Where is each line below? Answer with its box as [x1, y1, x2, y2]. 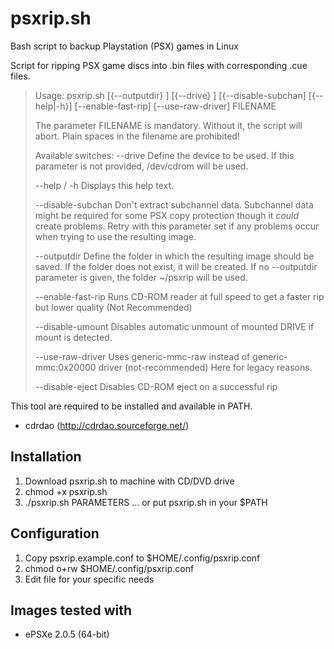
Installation [10, 448, 82, 466]
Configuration [10, 525, 100, 542]
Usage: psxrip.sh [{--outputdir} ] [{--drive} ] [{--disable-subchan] [34, 89, 307, 101]
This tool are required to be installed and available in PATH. [10, 400, 253, 412]
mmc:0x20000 [34, 361, 97, 373]
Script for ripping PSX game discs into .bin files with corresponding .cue [10, 59, 308, 71]
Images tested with [10, 602, 133, 619]
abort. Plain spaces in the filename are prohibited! [34, 130, 240, 142]
